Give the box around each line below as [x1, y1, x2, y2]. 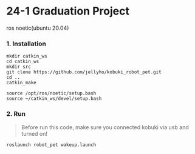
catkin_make [6, 80, 36, 86]
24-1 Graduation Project [6, 4, 129, 18]
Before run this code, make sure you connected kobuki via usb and [21, 123, 190, 131]
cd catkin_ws [6, 59, 39, 65]
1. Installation [6, 39, 47, 48]
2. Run [6, 110, 26, 118]
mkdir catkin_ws [6, 53, 47, 59]
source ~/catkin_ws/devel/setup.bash [6, 96, 102, 102]
